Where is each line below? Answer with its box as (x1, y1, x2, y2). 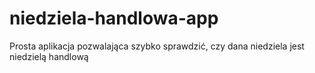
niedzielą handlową (9, 50, 89, 62)
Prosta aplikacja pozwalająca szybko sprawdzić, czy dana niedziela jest (9, 40, 305, 52)
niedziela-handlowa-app (9, 7, 219, 30)
